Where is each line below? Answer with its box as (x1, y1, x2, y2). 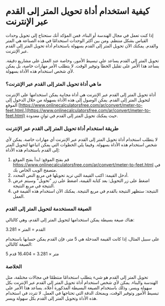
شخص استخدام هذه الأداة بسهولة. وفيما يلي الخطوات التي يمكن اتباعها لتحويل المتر (5, 141, 157, 147)
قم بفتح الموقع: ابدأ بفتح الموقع (12, 156, 69, 162)
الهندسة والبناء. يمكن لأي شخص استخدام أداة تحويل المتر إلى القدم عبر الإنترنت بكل (5, 280, 158, 286)
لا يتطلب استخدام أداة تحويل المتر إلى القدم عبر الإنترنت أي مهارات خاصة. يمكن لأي (5, 136, 158, 142)
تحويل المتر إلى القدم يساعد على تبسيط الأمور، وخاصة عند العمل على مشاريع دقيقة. (5, 57, 159, 63)
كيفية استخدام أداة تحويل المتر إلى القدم (5, 5, 150, 17)
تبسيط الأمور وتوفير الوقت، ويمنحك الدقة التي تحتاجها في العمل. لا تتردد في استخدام (5, 290, 159, 296)
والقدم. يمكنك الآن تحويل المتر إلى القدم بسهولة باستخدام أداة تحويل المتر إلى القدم (5, 43, 159, 48)
